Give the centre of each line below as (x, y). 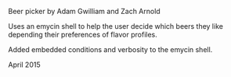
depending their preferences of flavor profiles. (83, 35)
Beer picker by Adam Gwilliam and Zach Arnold (84, 11)
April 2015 (24, 65)
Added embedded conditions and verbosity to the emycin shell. (110, 49)
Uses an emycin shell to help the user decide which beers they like (115, 26)
